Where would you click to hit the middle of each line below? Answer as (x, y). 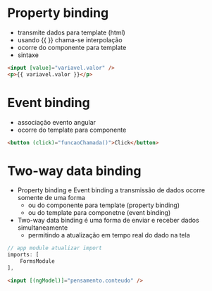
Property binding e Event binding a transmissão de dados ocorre (111, 190)
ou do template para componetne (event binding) (99, 213)
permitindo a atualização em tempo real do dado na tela (109, 235)
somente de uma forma (51, 198)
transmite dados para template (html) (71, 32)
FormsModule (37, 261)
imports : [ (23, 255)
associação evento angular (57, 122)
